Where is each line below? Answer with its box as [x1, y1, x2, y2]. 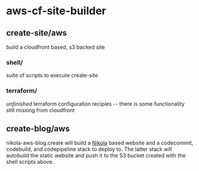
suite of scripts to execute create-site [6, 72, 98, 79]
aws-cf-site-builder [6, 4, 106, 18]
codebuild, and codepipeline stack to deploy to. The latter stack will [6, 145, 172, 153]
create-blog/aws [6, 123, 70, 134]
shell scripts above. [6, 159, 54, 166]
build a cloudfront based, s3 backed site [6, 43, 105, 50]
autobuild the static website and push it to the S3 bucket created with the [6, 152, 186, 159]
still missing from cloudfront [6, 106, 75, 113]
